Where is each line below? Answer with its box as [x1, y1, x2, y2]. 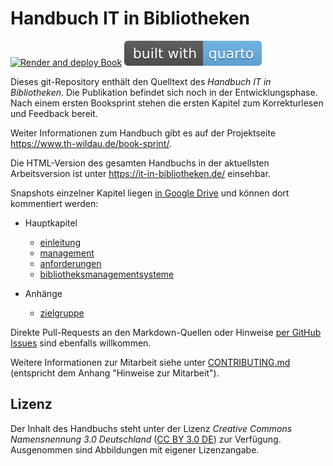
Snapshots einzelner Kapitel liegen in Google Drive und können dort [10, 187, 290, 199]
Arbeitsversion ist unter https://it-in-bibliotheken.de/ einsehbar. [10, 167, 271, 179]
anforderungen [39, 257, 102, 269]
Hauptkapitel [24, 217, 78, 229]
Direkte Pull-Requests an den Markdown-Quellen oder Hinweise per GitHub [10, 326, 322, 338]
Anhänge [24, 287, 63, 299]
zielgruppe [39, 307, 85, 319]
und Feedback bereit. [10, 107, 98, 119]
